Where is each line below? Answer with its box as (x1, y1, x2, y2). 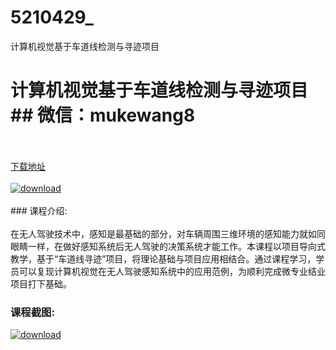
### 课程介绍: (10, 204, 68, 216)
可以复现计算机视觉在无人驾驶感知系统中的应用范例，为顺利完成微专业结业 (18, 265, 326, 277)
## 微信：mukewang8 (10, 104, 196, 127)
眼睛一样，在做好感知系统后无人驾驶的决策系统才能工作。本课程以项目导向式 (10, 240, 326, 252)
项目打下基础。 (10, 277, 72, 290)
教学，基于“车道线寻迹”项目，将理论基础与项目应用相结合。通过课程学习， (10, 252, 317, 265)
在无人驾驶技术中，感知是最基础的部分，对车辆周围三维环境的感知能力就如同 (10, 227, 326, 240)
